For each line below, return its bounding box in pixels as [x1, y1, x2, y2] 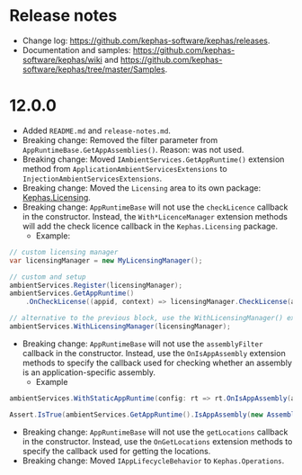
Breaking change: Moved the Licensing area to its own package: [22, 182, 262, 193]
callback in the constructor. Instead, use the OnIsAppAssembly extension [22, 347, 286, 358]
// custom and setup [9, 272, 87, 282]
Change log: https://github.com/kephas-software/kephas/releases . [22, 35, 271, 46]
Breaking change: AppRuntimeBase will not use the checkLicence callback [22, 202, 289, 212]
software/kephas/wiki [22, 54, 103, 65]
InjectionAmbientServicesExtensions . [22, 173, 163, 184]
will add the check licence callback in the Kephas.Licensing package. [22, 220, 279, 231]
